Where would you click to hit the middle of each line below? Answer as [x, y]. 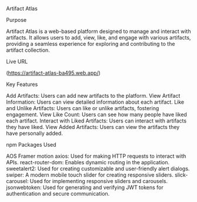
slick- [181, 175]
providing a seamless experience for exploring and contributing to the [91, 44]
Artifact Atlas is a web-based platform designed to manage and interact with [98, 31]
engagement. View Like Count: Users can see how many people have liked [96, 115]
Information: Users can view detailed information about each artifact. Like [95, 102]
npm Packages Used [31, 145]
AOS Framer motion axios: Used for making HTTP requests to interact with [96, 156]
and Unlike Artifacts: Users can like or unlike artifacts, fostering [83, 108]
